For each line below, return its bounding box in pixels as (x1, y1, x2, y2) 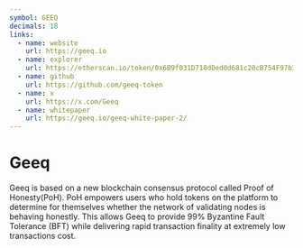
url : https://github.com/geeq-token (25, 80, 164, 89)
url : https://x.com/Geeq (25, 96, 119, 106)
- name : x (17, 88, 54, 97)
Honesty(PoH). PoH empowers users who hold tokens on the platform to (9, 192, 279, 203)
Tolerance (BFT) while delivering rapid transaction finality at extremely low (9, 221, 286, 232)
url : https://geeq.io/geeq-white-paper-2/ (25, 114, 188, 123)
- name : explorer (17, 55, 83, 64)
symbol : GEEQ (9, 13, 59, 23)
